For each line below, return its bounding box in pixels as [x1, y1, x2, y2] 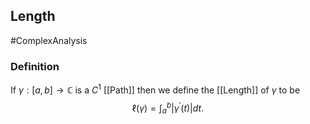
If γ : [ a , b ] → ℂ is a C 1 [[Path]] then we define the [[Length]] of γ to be [10, 82, 301, 96]
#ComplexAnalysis [10, 34, 88, 46]
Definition [10, 59, 60, 73]
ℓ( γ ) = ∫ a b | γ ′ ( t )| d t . [131, 100, 205, 116]
